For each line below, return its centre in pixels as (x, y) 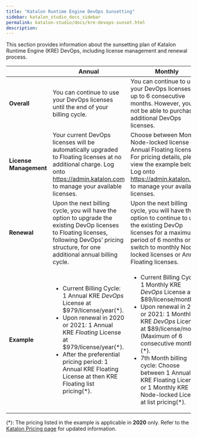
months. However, (155, 103)
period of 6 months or (160, 240)
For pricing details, (156, 157)
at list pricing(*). (163, 402)
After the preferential (91, 355)
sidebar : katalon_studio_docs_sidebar (53, 17)
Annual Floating (152, 150)
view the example (154, 164)
